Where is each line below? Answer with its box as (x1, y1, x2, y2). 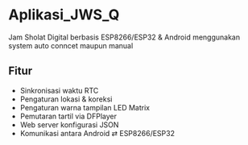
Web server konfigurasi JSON (19, 119, 119, 130)
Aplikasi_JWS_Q (8, 6, 120, 24)
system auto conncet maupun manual (8, 40, 134, 50)
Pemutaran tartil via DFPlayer (19, 111, 117, 121)
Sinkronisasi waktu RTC (19, 85, 99, 95)
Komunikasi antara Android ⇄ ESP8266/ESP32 (19, 128, 176, 138)
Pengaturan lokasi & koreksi (19, 94, 113, 104)
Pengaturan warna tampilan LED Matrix (19, 102, 151, 112)
